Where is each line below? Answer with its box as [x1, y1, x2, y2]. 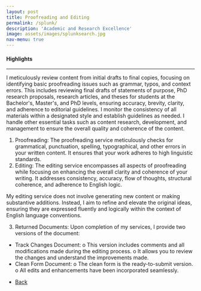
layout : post [6, 8, 39, 15]
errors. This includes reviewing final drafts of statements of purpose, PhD [6, 87, 187, 94]
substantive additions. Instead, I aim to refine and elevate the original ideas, [6, 199, 193, 207]
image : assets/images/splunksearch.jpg [6, 31, 106, 37]
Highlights [6, 55, 33, 62]
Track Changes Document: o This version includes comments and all [14, 241, 185, 248]
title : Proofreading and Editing [6, 14, 90, 20]
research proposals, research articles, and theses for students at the [6, 93, 175, 101]
